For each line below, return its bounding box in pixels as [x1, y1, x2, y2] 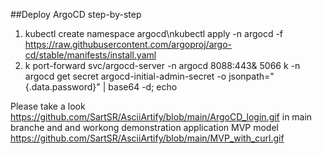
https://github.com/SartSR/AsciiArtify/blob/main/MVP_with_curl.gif [10, 132, 285, 144]
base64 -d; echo [108, 81, 178, 93]
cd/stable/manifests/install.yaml [24, 49, 157, 61]
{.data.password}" [24, 81, 101, 93]
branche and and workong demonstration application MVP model [10, 122, 279, 133]
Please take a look [10, 100, 86, 112]
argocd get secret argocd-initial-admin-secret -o [24, 70, 227, 82]
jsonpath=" [228, 70, 275, 82]
